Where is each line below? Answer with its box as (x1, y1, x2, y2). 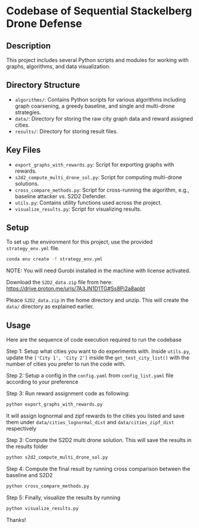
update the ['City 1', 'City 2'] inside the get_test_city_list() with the (6, 354, 189, 361)
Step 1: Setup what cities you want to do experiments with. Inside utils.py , (6, 348, 191, 355)
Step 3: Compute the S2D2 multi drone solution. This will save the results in (6, 437, 192, 443)
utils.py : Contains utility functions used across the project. (14, 199, 163, 206)
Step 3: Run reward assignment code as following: (6, 390, 130, 397)
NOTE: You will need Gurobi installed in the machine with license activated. (6, 267, 191, 274)
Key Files (6, 145, 41, 155)
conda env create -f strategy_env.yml (6, 256, 103, 262)
